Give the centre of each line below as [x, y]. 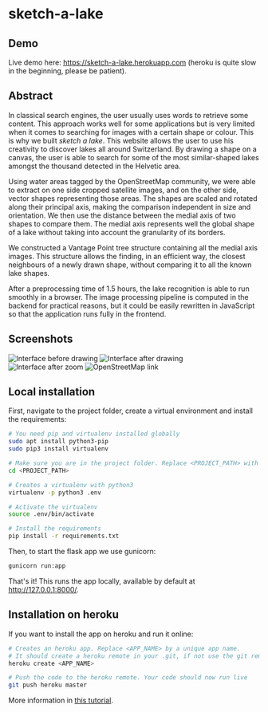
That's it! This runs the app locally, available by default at [102, 581]
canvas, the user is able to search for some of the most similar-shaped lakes [134, 157]
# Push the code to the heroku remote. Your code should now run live [128, 678]
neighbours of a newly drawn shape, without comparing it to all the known [130, 265]
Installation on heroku [64, 615]
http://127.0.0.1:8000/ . [44, 589]
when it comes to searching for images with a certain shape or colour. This [131, 132]
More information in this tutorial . [61, 700]
